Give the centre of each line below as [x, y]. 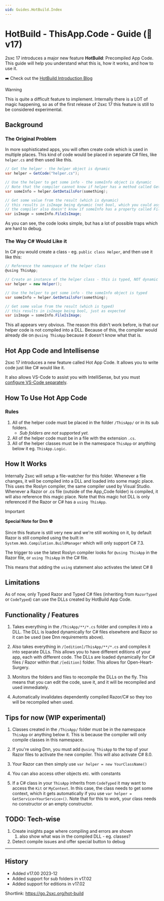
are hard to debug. [24, 229]
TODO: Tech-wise [33, 819]
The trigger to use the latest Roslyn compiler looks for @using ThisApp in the [81, 552]
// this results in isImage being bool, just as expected [65, 311]
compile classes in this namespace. [48, 740]
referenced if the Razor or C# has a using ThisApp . [56, 502]
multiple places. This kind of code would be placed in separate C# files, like [81, 154]
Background [24, 125]
